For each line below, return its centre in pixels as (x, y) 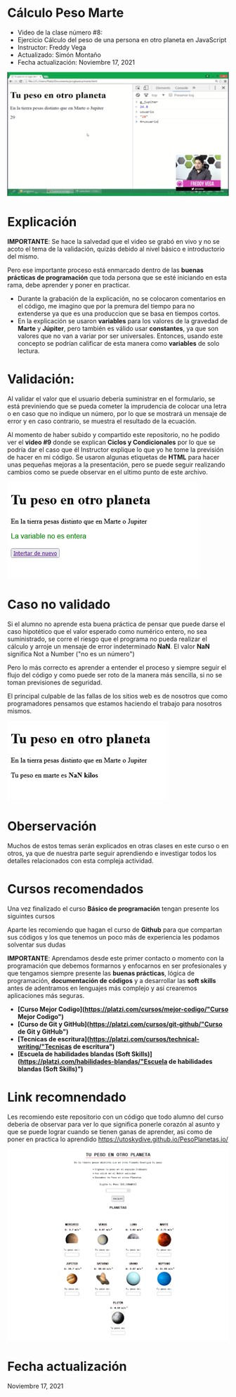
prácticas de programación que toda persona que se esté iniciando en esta (117, 277)
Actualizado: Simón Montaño (59, 55)
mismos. (20, 710)
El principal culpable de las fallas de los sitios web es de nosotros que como (118, 696)
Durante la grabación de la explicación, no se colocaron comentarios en (122, 298)
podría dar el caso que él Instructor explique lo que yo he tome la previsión (116, 449)
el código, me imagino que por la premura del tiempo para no (106, 306)
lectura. (28, 351)
